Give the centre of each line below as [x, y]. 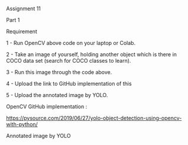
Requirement [22, 31]
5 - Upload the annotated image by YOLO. [57, 95]
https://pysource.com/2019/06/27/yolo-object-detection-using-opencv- [94, 118]
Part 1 [13, 20]
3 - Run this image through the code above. [59, 72]
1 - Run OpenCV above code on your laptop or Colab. [71, 43]
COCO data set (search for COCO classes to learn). [69, 61]
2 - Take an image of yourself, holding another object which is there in [92, 54]
